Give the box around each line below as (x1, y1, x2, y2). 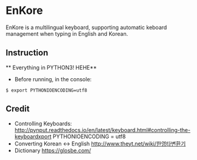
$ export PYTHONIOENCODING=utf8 (5, 87, 87, 93)
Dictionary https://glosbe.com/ (14, 147, 92, 154)
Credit (5, 104, 30, 114)
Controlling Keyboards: (14, 119, 72, 127)
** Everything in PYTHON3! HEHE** (5, 64, 98, 71)
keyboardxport (14, 133, 52, 140)
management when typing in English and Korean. (5, 30, 129, 37)
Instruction (5, 48, 48, 58)
